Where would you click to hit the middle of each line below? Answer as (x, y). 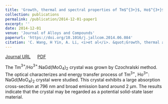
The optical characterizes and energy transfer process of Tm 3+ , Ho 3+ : (77, 74)
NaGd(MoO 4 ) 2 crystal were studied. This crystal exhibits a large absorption (83, 80)
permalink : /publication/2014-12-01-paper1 (51, 19)
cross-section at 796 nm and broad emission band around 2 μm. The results (83, 86)
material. (14, 97)
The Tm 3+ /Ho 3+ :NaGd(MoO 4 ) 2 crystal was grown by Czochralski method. (81, 67)
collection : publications (32, 14)
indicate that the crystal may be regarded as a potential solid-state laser (79, 91)
